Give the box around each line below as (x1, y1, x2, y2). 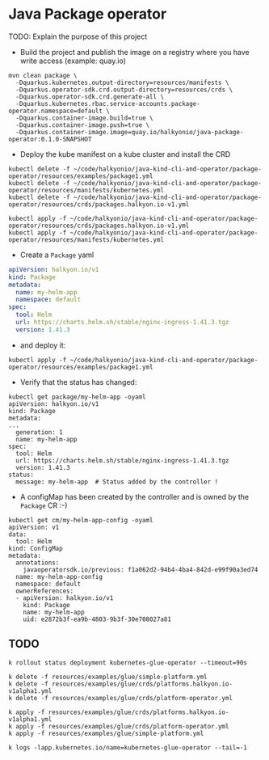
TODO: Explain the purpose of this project (8, 32, 148, 41)
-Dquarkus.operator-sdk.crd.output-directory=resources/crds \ (15, 86, 233, 94)
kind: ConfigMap (8, 544, 63, 552)
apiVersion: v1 (8, 523, 60, 531)
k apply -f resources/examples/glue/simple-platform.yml (8, 729, 204, 737)
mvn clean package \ (8, 71, 78, 79)
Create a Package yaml (19, 250, 95, 260)
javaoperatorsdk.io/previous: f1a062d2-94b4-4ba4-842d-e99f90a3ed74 (23, 565, 258, 574)
